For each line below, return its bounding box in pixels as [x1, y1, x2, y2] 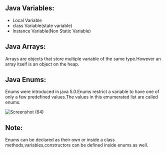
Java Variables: [5, 4, 55, 12]
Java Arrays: [5, 42, 46, 51]
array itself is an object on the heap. [5, 61, 79, 67]
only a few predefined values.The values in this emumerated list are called [5, 94, 158, 100]
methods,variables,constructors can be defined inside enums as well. [5, 142, 148, 148]
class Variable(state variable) [12, 22, 72, 28]
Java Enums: [5, 75, 46, 84]
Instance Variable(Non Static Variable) [12, 27, 91, 34]
